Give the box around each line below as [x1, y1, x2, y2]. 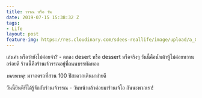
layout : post [6, 31, 39, 37]
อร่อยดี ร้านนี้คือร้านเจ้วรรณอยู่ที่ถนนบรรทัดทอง [6, 60, 99, 67]
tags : [6, 20, 20, 26]
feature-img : [6, 37, 39, 43]
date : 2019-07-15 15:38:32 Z [6, 14, 79, 20]
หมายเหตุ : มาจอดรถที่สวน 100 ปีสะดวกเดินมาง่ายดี [6, 72, 106, 79]
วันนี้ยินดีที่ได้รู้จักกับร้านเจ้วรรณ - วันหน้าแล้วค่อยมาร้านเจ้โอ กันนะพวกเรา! [6, 84, 154, 91]
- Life [6, 25, 23, 32]
